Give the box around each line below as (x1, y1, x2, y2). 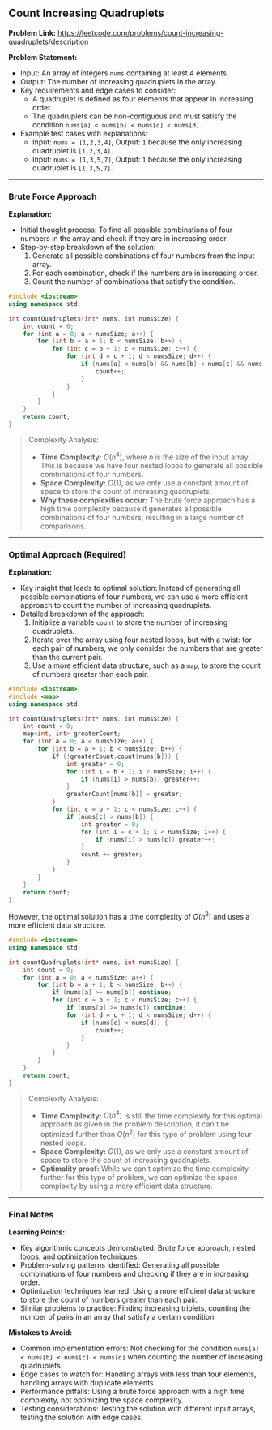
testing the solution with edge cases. (19, 1412, 143, 1423)
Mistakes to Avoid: (8, 1328, 73, 1337)
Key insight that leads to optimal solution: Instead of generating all (19, 583, 240, 592)
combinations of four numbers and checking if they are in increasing (19, 1269, 249, 1279)
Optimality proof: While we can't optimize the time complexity (40, 1164, 249, 1174)
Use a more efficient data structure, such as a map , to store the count (32, 661, 261, 670)
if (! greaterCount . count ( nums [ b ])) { (51, 752, 180, 760)
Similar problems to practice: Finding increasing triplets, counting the (19, 1303, 251, 1313)
